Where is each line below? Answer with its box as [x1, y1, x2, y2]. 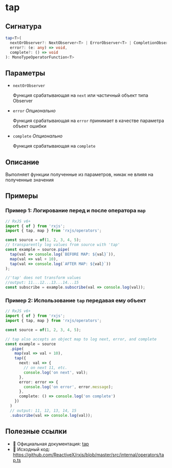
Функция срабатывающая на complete [12, 143, 96, 149]
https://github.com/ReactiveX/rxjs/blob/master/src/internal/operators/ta [12, 452, 164, 458]
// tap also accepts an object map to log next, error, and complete [5, 336, 157, 342]
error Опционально [12, 108, 56, 114]
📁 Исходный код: [12, 446, 50, 452]
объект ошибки [12, 123, 47, 129]
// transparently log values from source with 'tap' [5, 242, 120, 248]
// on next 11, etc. [24, 365, 68, 371]
